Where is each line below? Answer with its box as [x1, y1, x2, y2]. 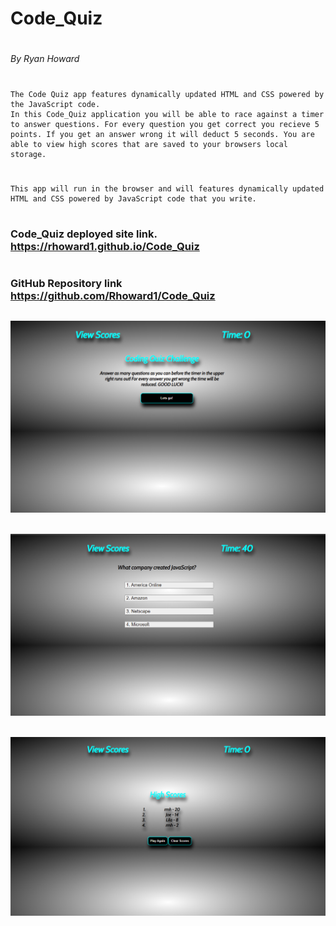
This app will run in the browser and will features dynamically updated [10, 183, 325, 194]
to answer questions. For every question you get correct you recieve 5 [10, 119, 320, 129]
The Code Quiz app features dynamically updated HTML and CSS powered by [10, 89, 325, 99]
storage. [10, 149, 47, 159]
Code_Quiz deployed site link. [10, 227, 158, 241]
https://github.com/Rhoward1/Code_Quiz [10, 289, 216, 303]
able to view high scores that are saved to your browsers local [10, 139, 288, 149]
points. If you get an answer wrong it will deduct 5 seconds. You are [10, 129, 315, 139]
